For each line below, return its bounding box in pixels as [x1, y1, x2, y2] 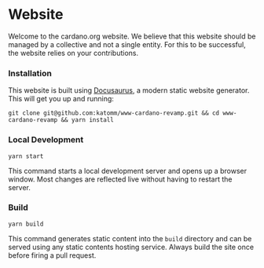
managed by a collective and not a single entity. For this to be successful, [8, 39, 246, 49]
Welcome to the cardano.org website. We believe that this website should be [8, 31, 256, 41]
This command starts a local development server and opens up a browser [8, 166, 247, 175]
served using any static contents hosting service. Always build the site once [8, 242, 254, 251]
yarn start [8, 152, 44, 160]
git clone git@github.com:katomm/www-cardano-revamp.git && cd [8, 109, 220, 117]
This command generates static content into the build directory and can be [8, 233, 252, 243]
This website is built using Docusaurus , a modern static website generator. [8, 86, 250, 95]
